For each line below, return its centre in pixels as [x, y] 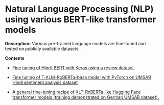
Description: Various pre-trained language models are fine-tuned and [75, 43]
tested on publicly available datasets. [42, 49]
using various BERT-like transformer [81, 19]
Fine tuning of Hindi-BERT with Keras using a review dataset [73, 68]
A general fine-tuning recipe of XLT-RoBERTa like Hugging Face [76, 92]
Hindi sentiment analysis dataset [45, 82]
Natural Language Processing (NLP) [79, 9]
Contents [15, 58]
